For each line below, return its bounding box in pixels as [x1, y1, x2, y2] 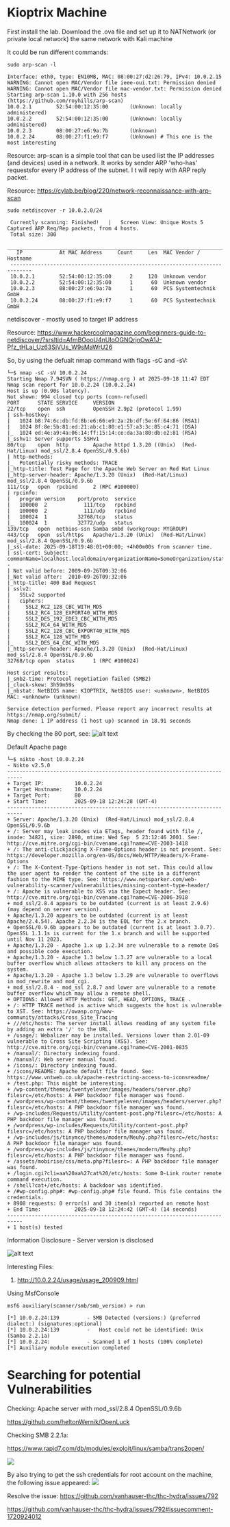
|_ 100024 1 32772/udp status [7, 519, 133, 526]
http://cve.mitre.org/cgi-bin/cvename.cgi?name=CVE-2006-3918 [7, 893, 188, 901]
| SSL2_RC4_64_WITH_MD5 [7, 621, 88, 628]
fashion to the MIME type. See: [7, 876, 99, 882]
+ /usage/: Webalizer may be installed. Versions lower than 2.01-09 [7, 1032, 210, 1039]
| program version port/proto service [7, 495, 136, 502]
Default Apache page [7, 743, 67, 751]
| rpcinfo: [7, 489, 38, 496]
